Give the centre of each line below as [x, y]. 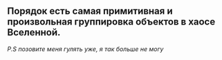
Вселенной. [34, 32]
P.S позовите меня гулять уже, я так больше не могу [85, 49]
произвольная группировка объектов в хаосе [111, 22]
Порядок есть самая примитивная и [90, 11]
